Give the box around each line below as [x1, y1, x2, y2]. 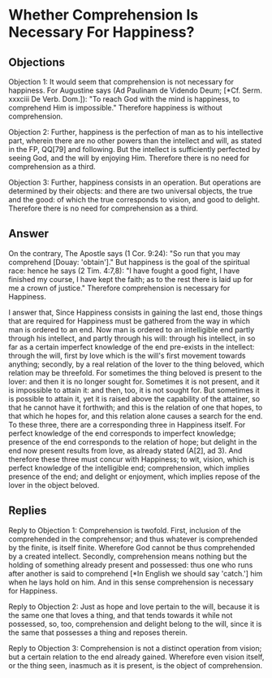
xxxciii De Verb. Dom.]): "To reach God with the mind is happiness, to [8, 94, 240, 103]
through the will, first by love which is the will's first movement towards [8, 350, 246, 360]
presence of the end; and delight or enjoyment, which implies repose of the [8, 472, 261, 481]
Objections [8, 55, 66, 69]
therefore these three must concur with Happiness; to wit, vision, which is [8, 454, 255, 464]
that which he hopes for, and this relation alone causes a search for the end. [8, 411, 263, 420]
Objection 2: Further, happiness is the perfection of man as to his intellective [8, 128, 264, 137]
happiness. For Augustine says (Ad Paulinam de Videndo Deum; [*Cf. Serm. [8, 85, 262, 95]
